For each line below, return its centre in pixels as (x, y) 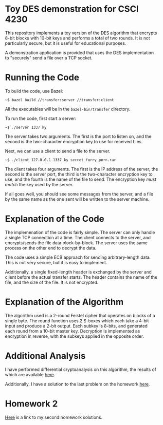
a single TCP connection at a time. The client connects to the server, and (78, 237)
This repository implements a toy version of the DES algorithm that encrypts (81, 33)
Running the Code (42, 78)
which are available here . (30, 374)
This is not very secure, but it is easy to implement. (56, 262)
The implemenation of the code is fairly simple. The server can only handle (80, 232)
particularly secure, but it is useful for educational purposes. (66, 43)
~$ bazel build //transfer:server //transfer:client (60, 100)
